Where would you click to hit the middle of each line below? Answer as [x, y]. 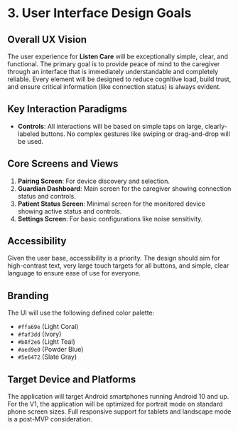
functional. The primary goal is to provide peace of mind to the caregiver [114, 64]
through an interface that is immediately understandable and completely [113, 72]
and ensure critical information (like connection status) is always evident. [114, 86]
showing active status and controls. [70, 211]
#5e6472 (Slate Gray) [47, 357]
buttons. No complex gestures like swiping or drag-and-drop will [136, 134]
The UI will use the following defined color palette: [81, 313]
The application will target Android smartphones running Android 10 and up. [118, 397]
